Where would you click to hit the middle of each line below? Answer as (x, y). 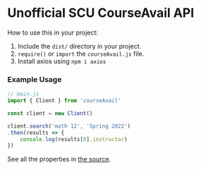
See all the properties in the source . (59, 159)
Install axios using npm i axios (62, 61)
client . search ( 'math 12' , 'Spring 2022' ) (69, 126)
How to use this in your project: (53, 32)
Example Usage (35, 79)
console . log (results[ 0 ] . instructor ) (74, 139)
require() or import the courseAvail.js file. (81, 54)
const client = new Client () (50, 113)
